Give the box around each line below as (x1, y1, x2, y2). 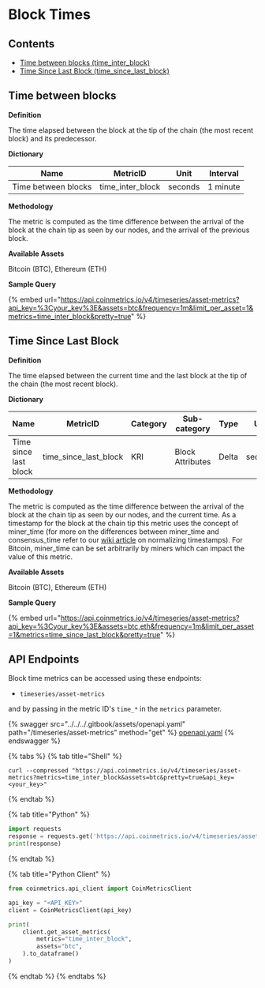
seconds (168, 181, 200, 192)
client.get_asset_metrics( (22, 928, 111, 936)
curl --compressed (8, 767, 69, 775)
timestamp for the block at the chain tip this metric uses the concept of (8, 518, 239, 528)
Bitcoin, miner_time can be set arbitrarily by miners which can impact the (8, 543, 245, 553)
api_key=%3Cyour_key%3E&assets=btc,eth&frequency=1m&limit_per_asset (8, 622, 255, 631)
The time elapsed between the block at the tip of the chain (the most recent (8, 125, 254, 135)
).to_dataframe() (22, 950, 80, 958)
